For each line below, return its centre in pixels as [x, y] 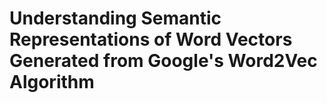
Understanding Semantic [115, 18]
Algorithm [52, 82]
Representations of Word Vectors [151, 39]
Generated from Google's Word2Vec [163, 61]
